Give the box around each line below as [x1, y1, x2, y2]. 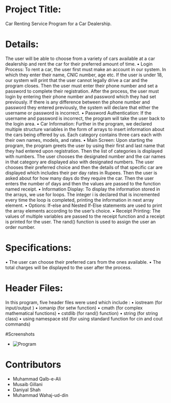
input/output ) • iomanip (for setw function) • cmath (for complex [5, 305, 143, 311]
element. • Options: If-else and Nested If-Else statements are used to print [5, 202, 162, 208]
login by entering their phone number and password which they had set [5, 93, 156, 99]
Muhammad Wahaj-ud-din [12, 392, 69, 398]
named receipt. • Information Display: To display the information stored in [5, 186, 160, 192]
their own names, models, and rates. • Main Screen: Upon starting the [5, 137, 153, 143]
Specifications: [5, 242, 72, 254]
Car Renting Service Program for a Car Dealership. [5, 20, 112, 27]
